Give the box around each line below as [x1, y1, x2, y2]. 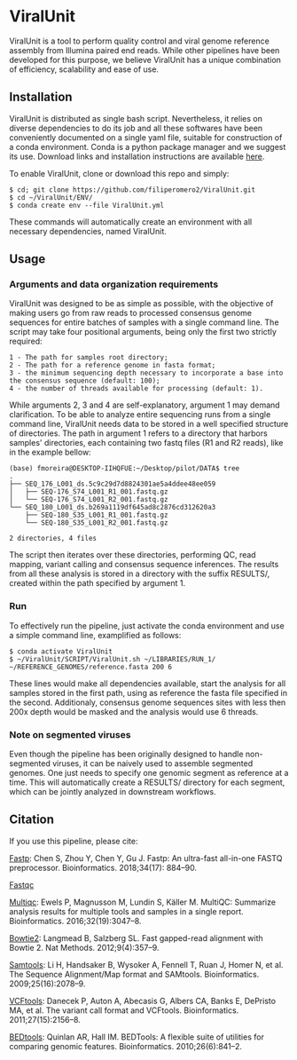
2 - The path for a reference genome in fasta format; [9, 361, 216, 370]
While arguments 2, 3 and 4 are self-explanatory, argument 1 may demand [9, 399, 281, 410]
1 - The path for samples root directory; [9, 353, 168, 362]
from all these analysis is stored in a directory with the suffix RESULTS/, [9, 568, 270, 579]
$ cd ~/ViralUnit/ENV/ [9, 193, 93, 202]
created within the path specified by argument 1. [9, 578, 186, 589]
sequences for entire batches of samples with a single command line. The [9, 317, 279, 328]
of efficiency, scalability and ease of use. [9, 64, 160, 75]
